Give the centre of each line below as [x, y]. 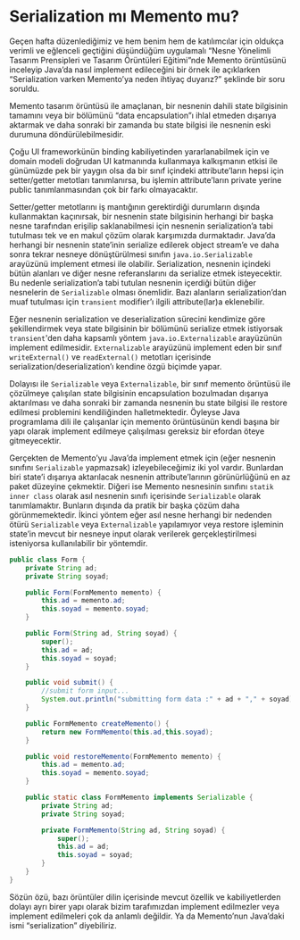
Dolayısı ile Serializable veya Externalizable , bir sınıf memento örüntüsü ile [150, 383]
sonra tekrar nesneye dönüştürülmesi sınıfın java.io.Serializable [131, 254]
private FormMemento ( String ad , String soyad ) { [133, 830]
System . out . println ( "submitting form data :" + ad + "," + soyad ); [169, 699]
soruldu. [25, 88]
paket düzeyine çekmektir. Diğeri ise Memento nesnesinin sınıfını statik [142, 486]
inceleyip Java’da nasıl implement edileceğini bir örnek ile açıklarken [135, 70]
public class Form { [48, 560]
